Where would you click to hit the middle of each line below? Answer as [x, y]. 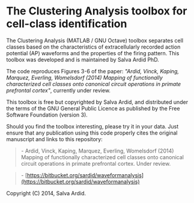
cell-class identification [67, 24]
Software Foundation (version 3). [47, 115]
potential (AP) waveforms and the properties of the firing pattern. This [93, 53]
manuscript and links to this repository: [55, 139]
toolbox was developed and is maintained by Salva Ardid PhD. [83, 59]
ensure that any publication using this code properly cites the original [92, 133]
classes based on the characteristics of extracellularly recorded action [93, 47]
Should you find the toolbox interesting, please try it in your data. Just [92, 126]
